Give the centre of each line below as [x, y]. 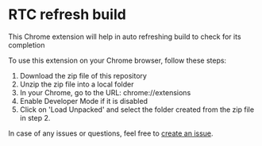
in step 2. [35, 117]
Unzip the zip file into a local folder [77, 84]
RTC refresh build [67, 15]
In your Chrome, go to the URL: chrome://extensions [105, 92]
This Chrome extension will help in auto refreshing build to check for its [125, 36]
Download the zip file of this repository [83, 75]
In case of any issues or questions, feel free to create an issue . [111, 133]
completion [27, 44]
